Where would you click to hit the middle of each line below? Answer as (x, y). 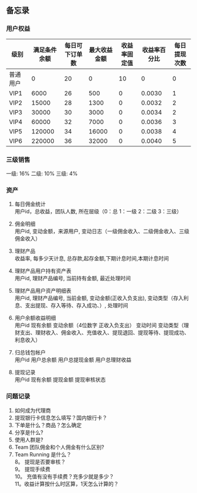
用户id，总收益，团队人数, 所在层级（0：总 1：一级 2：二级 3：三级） (98, 212)
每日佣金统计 (30, 204)
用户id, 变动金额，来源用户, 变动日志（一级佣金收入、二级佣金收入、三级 (102, 232)
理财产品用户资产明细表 (43, 291)
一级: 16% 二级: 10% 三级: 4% (42, 173)
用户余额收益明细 (35, 318)
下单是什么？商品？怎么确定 (48, 425)
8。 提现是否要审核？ (40, 462)
